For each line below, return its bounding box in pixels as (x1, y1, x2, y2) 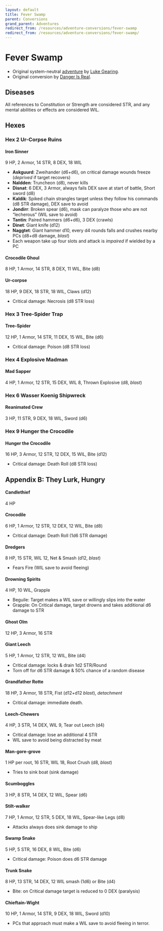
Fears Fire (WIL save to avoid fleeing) (12, 564, 89, 571)
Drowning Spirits (5, 576, 41, 582)
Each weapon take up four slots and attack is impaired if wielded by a (12, 238, 156, 244)
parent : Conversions (5, 16, 48, 21)
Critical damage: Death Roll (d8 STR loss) (12, 461, 98, 467)
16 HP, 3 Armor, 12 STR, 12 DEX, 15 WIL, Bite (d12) (5, 451, 107, 457)
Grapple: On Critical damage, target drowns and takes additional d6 (12, 602, 151, 608)
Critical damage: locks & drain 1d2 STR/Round (12, 662, 107, 668)
